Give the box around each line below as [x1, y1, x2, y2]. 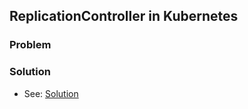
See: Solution [23, 87, 79, 99]
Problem [9, 38, 52, 52]
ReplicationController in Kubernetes [9, 8, 239, 25]
